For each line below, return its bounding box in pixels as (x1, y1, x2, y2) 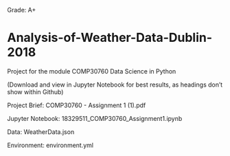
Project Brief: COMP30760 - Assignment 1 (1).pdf (7, 101, 146, 109)
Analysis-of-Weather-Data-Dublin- (7, 30, 213, 45)
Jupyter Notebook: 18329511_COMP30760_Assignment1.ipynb (7, 114, 183, 122)
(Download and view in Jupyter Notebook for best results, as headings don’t (7, 80, 223, 89)
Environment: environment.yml (7, 141, 94, 149)
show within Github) (7, 87, 64, 96)
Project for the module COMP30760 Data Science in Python (7, 67, 176, 75)
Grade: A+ (7, 6, 36, 14)
